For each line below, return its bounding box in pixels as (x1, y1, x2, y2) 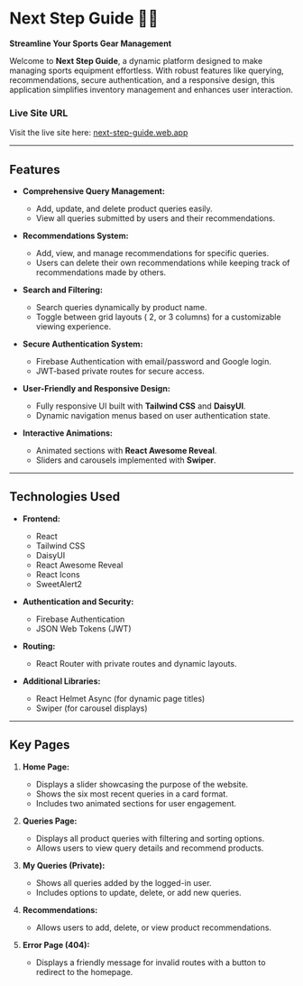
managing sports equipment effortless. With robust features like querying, (9, 65, 284, 76)
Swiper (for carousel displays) (35, 703, 148, 714)
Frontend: (22, 513, 60, 524)
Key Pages (9, 737, 70, 752)
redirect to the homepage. (35, 966, 133, 977)
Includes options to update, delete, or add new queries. (35, 887, 242, 898)
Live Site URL (9, 106, 69, 119)
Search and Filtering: (22, 284, 104, 296)
